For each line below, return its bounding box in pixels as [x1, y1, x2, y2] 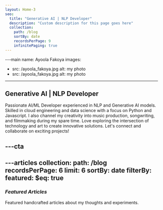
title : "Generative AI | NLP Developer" [9, 16, 92, 21]
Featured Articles [5, 189, 47, 195]
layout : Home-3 [5, 7, 36, 12]
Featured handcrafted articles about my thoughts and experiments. [5, 199, 139, 205]
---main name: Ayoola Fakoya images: [5, 56, 81, 62]
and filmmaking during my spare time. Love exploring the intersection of [5, 118, 149, 124]
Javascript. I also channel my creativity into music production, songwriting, [5, 113, 155, 119]
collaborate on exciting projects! [5, 128, 69, 134]
